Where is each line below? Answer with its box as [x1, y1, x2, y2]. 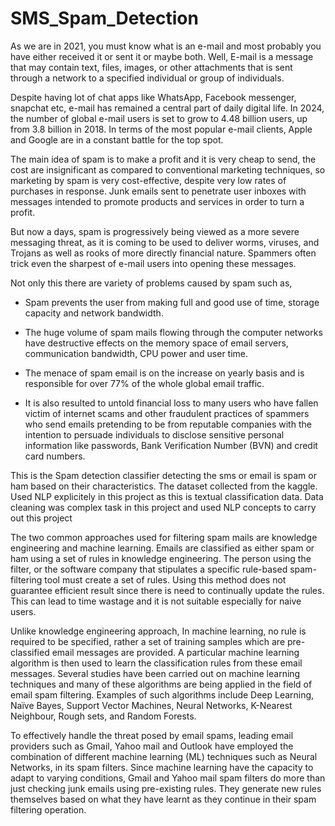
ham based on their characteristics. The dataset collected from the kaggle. [10, 480, 318, 492]
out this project [10, 512, 73, 524]
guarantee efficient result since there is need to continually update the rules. [10, 584, 325, 596]
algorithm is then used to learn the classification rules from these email [10, 657, 303, 669]
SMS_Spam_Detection [10, 7, 199, 30]
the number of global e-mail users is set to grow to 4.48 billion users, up [10, 112, 308, 124]
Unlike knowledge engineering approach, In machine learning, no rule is [10, 625, 307, 637]
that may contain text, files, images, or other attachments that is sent [10, 61, 293, 73]
